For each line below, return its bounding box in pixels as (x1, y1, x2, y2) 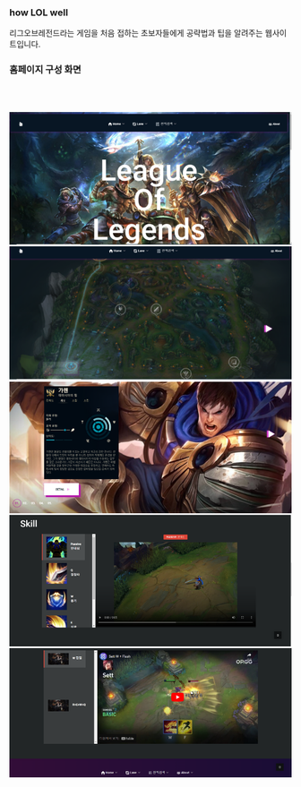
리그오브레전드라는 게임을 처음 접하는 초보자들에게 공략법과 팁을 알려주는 (9, 28, 263, 38)
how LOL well (9, 6, 69, 19)
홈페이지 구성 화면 (9, 64, 82, 76)
